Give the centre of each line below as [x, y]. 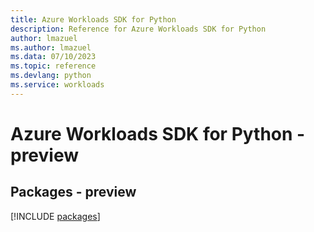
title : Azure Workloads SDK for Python [93, 19]
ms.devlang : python [51, 76]
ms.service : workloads [57, 85]
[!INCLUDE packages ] [55, 216]
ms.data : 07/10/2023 [53, 57]
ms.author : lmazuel [51, 47]
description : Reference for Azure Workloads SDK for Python [138, 29]
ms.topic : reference [53, 66]
